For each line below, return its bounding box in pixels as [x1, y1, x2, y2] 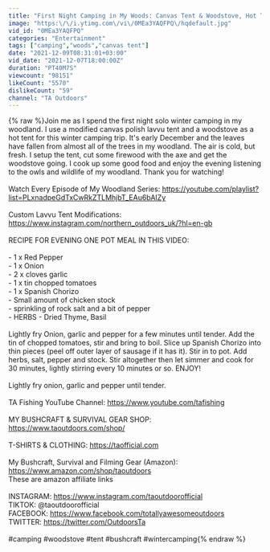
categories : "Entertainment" [8, 34, 106, 43]
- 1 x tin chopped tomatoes [8, 278, 97, 288]
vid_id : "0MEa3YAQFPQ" [8, 27, 84, 35]
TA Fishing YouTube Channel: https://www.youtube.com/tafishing [8, 398, 225, 407]
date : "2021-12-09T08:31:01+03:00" [8, 49, 128, 57]
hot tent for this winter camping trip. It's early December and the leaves [8, 133, 245, 143]
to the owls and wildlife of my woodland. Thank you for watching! [8, 167, 225, 177]
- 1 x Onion [8, 261, 44, 271]
